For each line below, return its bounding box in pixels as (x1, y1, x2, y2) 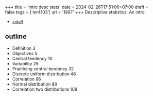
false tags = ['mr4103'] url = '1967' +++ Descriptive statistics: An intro (5, 9, 145, 15)
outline (5, 32, 27, 41)
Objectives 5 (12, 50, 37, 56)
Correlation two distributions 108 (12, 86, 78, 92)
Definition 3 (12, 45, 35, 51)
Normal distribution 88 (12, 81, 57, 87)
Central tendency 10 (12, 55, 52, 61)
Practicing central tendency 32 (12, 66, 74, 71)
